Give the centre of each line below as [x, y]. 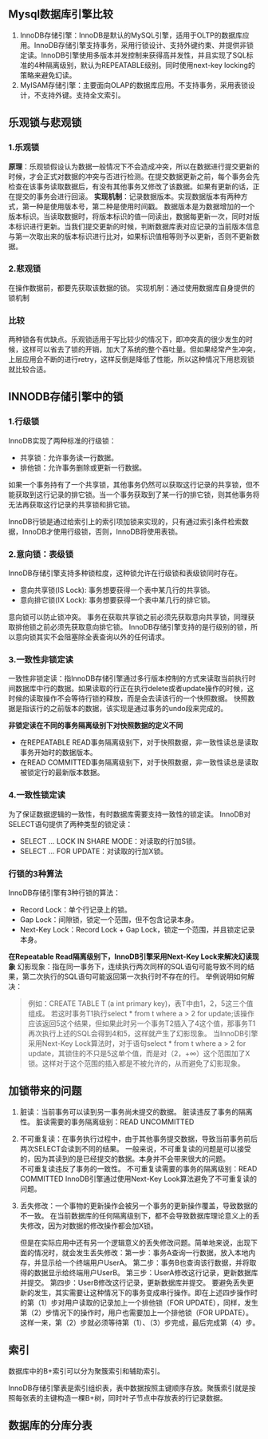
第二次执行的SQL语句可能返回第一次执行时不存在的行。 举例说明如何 [135, 976]
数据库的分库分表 [50, 1425]
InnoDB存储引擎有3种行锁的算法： [65, 892]
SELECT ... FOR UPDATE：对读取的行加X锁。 [94, 851]
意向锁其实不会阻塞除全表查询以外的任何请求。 [92, 637]
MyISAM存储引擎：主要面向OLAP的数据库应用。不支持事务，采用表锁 [134, 85]
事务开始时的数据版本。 [58, 753]
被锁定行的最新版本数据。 [62, 773]
